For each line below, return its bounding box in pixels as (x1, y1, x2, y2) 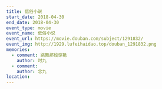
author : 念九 (16, 69, 47, 74)
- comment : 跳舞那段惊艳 (11, 52, 67, 58)
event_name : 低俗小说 (6, 30, 56, 36)
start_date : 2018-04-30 (6, 14, 65, 20)
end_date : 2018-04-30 (6, 19, 59, 25)
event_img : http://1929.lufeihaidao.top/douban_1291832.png (6, 42, 157, 47)
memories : (6, 47, 31, 53)
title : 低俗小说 (6, 8, 42, 15)
